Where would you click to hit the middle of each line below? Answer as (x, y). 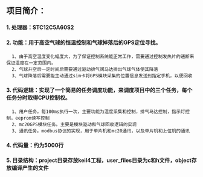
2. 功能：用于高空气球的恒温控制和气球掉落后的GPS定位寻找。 (84, 42)
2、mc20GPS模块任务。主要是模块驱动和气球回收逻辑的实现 (74, 125)
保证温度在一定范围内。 (31, 63)
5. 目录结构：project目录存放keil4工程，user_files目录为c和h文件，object (99, 160)
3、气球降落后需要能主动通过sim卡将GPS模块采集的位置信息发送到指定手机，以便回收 (102, 76)
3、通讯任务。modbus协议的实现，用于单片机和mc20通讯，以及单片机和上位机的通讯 (101, 131)
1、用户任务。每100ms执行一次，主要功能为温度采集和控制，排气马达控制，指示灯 (98, 112)
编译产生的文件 (30, 167)
